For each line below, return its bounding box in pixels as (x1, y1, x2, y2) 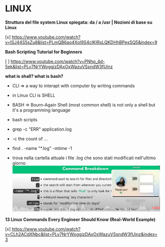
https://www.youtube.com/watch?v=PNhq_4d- (10, 58, 105, 64)
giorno (12, 160, 26, 166)
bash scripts (12, 116, 38, 122)
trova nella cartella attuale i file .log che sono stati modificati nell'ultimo (12, 155, 156, 161)
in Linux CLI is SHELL (12, 92, 55, 98)
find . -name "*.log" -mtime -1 (12, 145, 72, 151)
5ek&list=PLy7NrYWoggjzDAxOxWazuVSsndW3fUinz (5, 64, 113, 70)
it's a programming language (12, 107, 71, 113)
